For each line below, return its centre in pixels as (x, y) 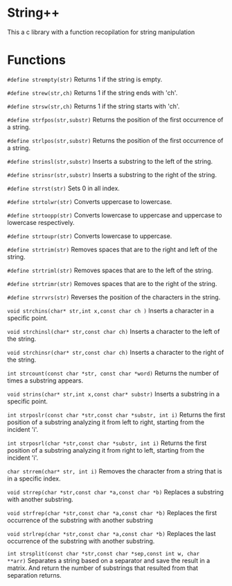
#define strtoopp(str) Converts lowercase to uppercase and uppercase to (115, 215)
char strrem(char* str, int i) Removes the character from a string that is (115, 471)
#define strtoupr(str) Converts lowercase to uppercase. (90, 236)
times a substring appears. (45, 380)
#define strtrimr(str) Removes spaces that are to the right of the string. (112, 283)
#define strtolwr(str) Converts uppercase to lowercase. (90, 201)
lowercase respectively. (41, 222)
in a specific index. (34, 478)
